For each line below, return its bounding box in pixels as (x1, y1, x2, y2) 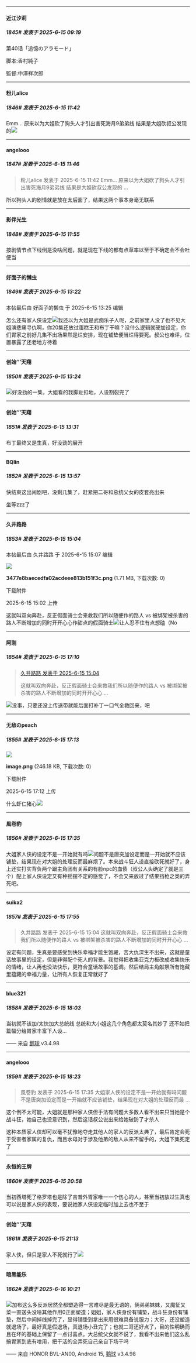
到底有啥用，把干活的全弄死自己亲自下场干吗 (21, 1338, 129, 1345)
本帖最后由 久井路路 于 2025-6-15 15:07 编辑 (6, 551, 113, 558)
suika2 (6, 899, 23, 906)
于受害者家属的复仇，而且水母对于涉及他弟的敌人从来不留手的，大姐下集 (6, 1136, 180, 1143)
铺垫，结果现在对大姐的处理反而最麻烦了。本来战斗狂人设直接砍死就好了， (6, 858, 185, 865)
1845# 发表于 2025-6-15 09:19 (6, 29, 82, 36)
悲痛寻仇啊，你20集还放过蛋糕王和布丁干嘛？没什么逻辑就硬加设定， (16, 324, 181, 331)
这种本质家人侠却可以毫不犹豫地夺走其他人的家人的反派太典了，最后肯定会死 (6, 1128, 190, 1135)
